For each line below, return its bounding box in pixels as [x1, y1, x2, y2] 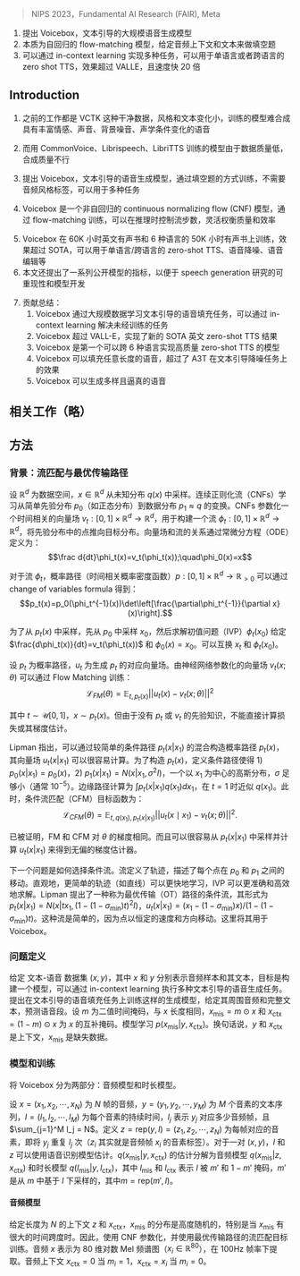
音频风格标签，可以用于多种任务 [21, 183, 140, 195]
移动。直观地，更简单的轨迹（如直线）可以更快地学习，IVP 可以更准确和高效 [9, 877, 290, 889]
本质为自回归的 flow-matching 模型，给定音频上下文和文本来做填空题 [21, 39, 277, 49]
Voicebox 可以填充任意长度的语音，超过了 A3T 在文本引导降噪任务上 [35, 353, 287, 363]
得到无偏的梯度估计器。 [54, 844, 142, 855]
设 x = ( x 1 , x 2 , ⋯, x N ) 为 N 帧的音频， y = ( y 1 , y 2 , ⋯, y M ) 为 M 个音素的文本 [9, 1098, 275, 1111]
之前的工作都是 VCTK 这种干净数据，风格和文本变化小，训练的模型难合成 [21, 112, 291, 123]
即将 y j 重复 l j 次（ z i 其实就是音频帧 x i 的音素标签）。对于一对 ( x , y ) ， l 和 [24, 1136, 286, 1149]
